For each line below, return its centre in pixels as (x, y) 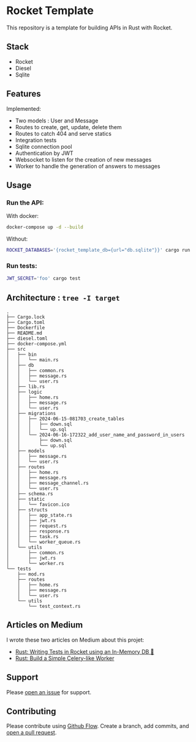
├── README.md (24, 333)
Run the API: (25, 203)
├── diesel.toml (27, 338)
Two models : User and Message (57, 121)
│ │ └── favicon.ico (38, 504)
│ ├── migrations (31, 413)
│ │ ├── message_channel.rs (47, 483)
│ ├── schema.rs (30, 493)
